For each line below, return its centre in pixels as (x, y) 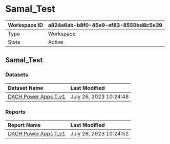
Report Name (24, 125)
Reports (15, 112)
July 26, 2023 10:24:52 (100, 133)
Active (56, 42)
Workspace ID (26, 25)
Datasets (17, 75)
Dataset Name (26, 88)
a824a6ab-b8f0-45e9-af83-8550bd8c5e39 (105, 25)
